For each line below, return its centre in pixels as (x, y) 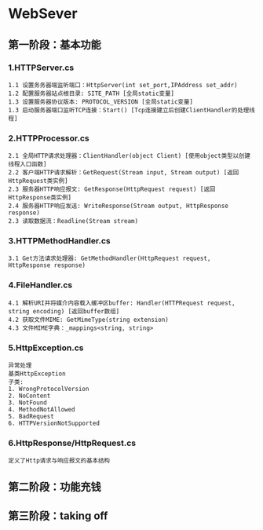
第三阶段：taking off (58, 516)
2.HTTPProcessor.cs (49, 138)
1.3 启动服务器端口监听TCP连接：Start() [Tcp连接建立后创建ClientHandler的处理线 (131, 110)
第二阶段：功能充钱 (55, 486)
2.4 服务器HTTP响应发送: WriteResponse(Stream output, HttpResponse (119, 206)
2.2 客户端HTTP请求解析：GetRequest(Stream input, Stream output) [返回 (124, 173)
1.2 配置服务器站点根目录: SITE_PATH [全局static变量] (91, 93)
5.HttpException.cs (46, 348)
